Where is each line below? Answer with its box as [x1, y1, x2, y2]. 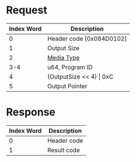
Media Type [47, 53, 80, 61]
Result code [47, 146, 80, 154]
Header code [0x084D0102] [47, 35, 127, 43]
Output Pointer [47, 82, 88, 90]
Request [6, 4, 48, 17]
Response [6, 106, 56, 119]
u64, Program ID [47, 63, 93, 71]
